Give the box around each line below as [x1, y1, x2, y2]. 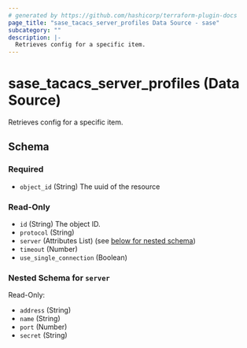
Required [8, 164, 44, 175]
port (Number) [19, 322, 68, 331]
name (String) [19, 314, 61, 324]
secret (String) [19, 331, 68, 340]
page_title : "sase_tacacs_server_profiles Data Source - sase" [8, 19, 220, 27]
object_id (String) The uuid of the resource [19, 182, 160, 191]
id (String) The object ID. [19, 220, 101, 229]
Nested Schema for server [8, 272, 110, 283]
